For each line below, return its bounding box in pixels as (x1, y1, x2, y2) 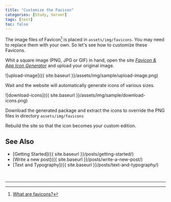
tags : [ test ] (5, 17, 33, 22)
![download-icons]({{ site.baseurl (5, 92, 75, 98)
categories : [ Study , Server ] (5, 12, 67, 17)
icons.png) (5, 97, 28, 103)
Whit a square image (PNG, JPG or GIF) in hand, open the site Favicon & (5, 57, 157, 63)
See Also (5, 137, 34, 146)
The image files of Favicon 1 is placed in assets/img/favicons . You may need (5, 36, 164, 42)
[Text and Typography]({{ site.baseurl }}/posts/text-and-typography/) (12, 161, 159, 168)
